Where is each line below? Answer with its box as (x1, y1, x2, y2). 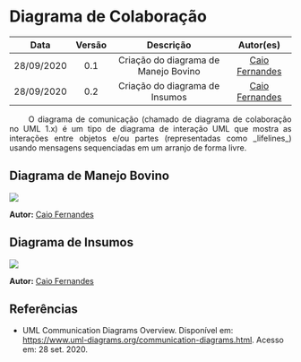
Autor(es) (237, 39, 280, 51)
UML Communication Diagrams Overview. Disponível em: (21, 325, 234, 336)
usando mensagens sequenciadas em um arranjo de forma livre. (9, 142, 247, 153)
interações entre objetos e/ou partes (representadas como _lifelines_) (9, 133, 292, 143)
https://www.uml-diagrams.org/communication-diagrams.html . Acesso (21, 334, 284, 346)
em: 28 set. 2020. (21, 344, 88, 355)
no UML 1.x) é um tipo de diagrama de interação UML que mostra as (9, 123, 292, 134)
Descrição (146, 39, 192, 51)
